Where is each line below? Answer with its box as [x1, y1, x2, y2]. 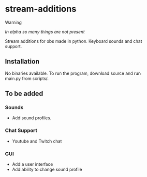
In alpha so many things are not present [5, 29, 85, 34]
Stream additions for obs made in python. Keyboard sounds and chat [5, 38, 143, 44]
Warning [5, 19, 22, 25]
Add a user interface [12, 161, 53, 167]
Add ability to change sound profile [12, 166, 82, 173]
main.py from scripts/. [5, 75, 49, 81]
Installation [5, 57, 40, 66]
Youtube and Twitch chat [12, 138, 62, 144]
